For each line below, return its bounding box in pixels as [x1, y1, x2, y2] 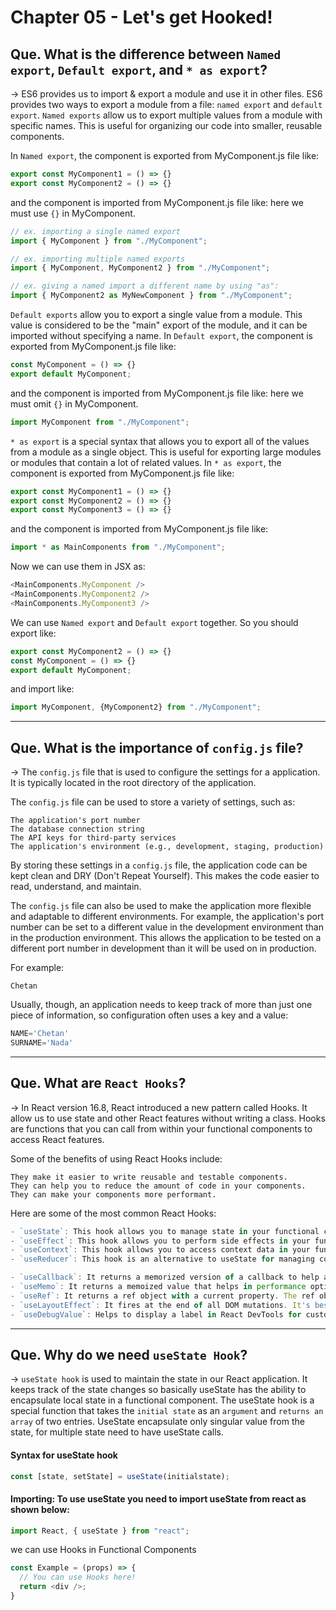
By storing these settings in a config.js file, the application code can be [10, 859, 308, 871]
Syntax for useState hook [10, 1449, 118, 1461]
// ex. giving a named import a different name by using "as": [10, 281, 280, 291]
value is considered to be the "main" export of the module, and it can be [10, 319, 308, 331]
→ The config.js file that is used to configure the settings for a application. [10, 766, 321, 778]
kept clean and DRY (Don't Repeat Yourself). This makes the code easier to [10, 870, 320, 882]
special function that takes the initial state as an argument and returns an [10, 1405, 324, 1417]
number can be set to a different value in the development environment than [10, 921, 324, 933]
